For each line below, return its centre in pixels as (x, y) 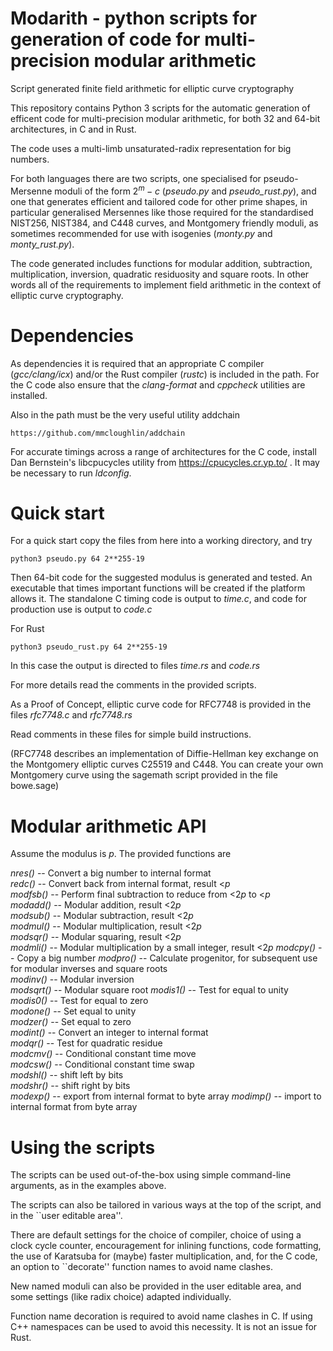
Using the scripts (83, 1147)
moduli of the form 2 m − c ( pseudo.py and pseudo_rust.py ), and (185, 190)
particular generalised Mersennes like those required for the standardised (162, 212)
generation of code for (105, 39)
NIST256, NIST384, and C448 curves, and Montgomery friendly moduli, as (164, 223)
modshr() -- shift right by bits (70, 1086)
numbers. (30, 159)
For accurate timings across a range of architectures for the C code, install (163, 451)
